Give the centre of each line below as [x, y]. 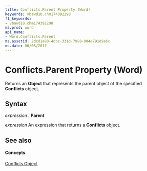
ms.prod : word [20, 28]
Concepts [15, 153]
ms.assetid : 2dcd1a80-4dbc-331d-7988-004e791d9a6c [58, 41]
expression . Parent [25, 115]
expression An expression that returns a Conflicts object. [63, 125]
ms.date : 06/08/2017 [26, 46]
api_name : [15, 32]
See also [18, 140]
